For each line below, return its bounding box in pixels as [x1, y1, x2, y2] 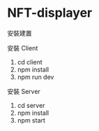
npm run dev [17, 72, 54, 81]
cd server [17, 101, 45, 109]
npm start [17, 116, 45, 124]
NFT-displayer [7, 5, 93, 21]
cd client [17, 57, 43, 66]
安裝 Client [7, 43, 38, 52]
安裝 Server [7, 87, 40, 95]
